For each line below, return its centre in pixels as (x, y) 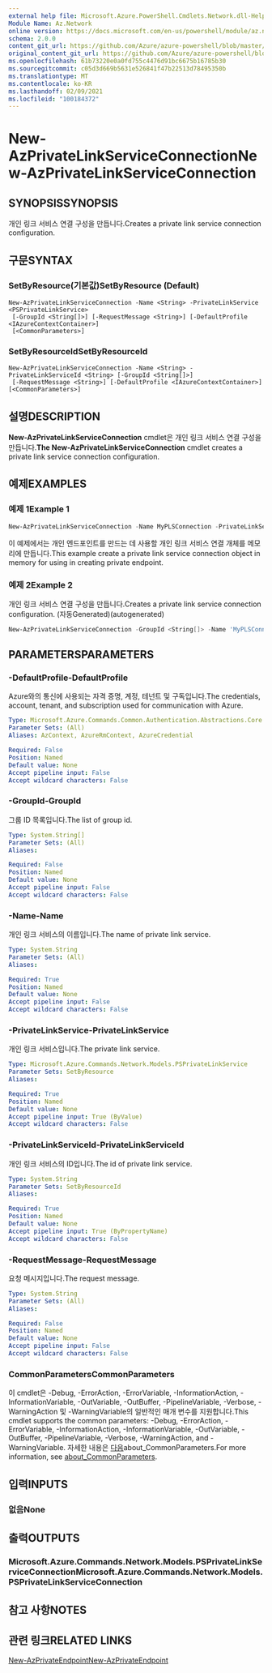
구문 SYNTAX (41, 260)
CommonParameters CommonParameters (92, 1374)
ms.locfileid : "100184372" (54, 99)
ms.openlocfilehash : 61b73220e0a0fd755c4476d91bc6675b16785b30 (117, 62)
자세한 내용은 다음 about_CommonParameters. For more (157, 1448)
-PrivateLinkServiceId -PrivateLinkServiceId (96, 1145)
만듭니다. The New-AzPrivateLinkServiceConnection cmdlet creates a (125, 447)
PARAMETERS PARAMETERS (81, 655)
